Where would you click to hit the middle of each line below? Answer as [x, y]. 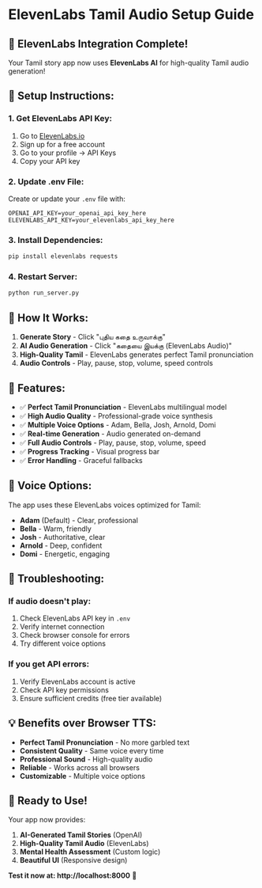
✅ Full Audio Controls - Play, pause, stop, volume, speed [113, 442]
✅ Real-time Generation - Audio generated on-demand [110, 434]
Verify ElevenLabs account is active [77, 681]
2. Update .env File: [46, 181]
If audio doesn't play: [50, 601]
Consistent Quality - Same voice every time [92, 750]
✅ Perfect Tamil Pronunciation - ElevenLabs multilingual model [123, 407]
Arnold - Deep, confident [61, 545]
